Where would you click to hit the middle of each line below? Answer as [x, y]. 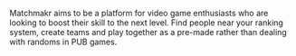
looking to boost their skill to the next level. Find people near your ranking [146, 23]
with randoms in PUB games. [63, 42]
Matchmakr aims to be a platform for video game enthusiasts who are [139, 13]
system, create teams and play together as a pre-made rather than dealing [148, 32]
